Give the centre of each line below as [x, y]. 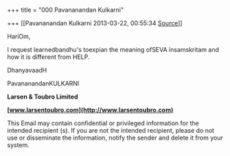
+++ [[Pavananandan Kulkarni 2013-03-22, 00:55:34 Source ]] [95, 23]
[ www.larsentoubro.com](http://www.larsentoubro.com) [90, 110]
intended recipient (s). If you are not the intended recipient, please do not [111, 130]
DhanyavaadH [27, 70]
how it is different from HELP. [49, 57]
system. [18, 145]
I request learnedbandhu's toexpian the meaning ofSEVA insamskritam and [113, 50]
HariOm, [19, 36]
